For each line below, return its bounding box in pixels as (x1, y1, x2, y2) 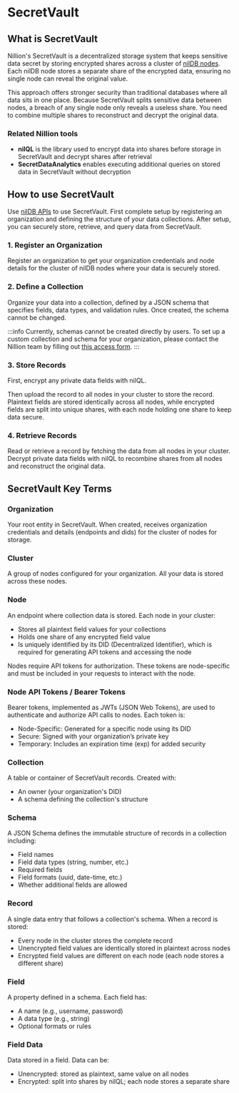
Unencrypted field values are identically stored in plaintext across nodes (17, 943, 230, 952)
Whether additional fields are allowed (17, 880, 128, 889)
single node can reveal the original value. (7, 74, 128, 83)
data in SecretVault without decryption (17, 168, 131, 176)
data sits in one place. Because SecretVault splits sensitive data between (7, 96, 222, 104)
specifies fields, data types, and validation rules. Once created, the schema (7, 305, 230, 314)
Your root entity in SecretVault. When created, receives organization (7, 520, 208, 529)
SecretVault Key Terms (7, 482, 112, 494)
